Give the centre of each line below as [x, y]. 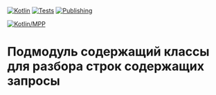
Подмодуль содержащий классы [108, 52]
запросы [34, 81]
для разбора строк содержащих [106, 66]
